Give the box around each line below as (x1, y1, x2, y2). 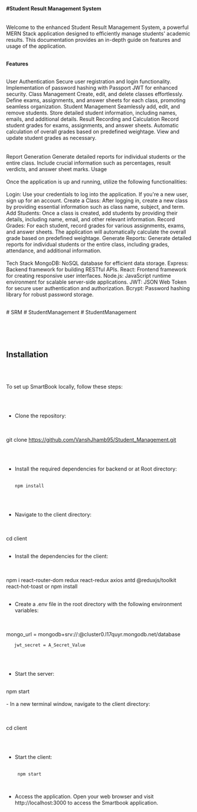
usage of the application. (6, 42, 67, 50)
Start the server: (14, 670, 55, 677)
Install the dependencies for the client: (14, 553, 109, 560)
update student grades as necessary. (6, 134, 97, 141)
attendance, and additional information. (6, 247, 102, 254)
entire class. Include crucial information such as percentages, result (6, 159, 171, 166)
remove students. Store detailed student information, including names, (6, 109, 177, 116)
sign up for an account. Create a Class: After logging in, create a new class (6, 197, 188, 204)
